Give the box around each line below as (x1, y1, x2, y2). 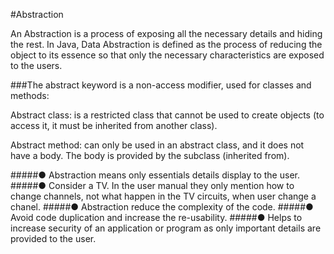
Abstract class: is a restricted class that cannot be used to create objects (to (10, 109, 325, 121)
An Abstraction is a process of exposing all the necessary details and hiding (10, 28, 323, 39)
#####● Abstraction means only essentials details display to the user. (10, 169, 300, 181)
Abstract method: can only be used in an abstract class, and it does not (10, 139, 305, 151)
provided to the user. (10, 233, 97, 244)
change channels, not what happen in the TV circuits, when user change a (10, 190, 317, 202)
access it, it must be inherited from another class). (10, 120, 218, 131)
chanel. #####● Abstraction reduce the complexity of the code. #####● (10, 201, 314, 213)
